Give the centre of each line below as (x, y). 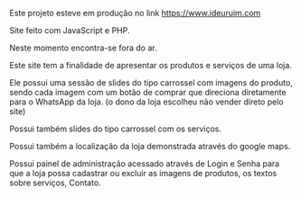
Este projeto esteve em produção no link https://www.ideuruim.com (135, 13)
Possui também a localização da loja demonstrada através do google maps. (150, 146)
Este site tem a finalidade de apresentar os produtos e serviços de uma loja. (150, 65)
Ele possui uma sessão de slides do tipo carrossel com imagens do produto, (151, 83)
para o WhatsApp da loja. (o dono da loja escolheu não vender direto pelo (146, 102)
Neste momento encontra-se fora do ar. (83, 48)
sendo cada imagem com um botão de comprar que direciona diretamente (148, 92)
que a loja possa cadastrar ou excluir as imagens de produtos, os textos (143, 173)
